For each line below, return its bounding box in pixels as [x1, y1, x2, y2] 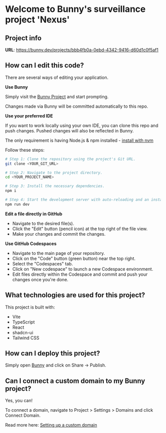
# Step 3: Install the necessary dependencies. [5, 184, 105, 189]
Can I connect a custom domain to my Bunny [5, 376, 145, 385]
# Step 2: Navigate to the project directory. [5, 170, 103, 175]
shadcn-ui [12, 329, 34, 335]
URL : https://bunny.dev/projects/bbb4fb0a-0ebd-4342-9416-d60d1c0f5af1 [5, 47, 159, 53]
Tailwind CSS [12, 335, 40, 341]
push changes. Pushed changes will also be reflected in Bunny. [5, 127, 134, 133]
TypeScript [12, 319, 35, 325]
